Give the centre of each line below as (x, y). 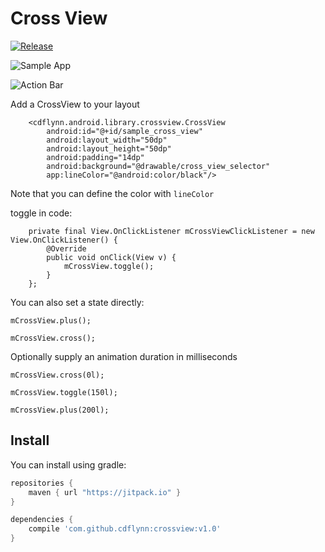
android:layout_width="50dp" (107, 140)
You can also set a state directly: (77, 302)
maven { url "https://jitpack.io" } (105, 492)
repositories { (42, 483)
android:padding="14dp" (95, 157)
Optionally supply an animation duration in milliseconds (124, 356)
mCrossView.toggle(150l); (64, 392)
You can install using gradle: (68, 464)
